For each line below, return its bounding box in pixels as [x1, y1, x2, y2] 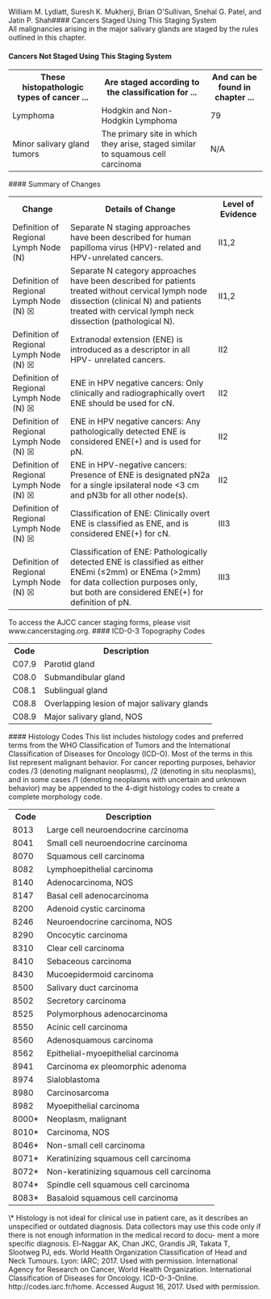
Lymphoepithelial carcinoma [46, 864, 153, 875]
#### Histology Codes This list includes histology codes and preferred [8, 732, 244, 742]
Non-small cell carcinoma [46, 1140, 145, 1151]
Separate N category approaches [69, 265, 197, 277]
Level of [223, 198, 255, 209]
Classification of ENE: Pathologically [69, 546, 208, 557]
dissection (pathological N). [69, 315, 176, 327]
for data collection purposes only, [69, 577, 198, 588]
